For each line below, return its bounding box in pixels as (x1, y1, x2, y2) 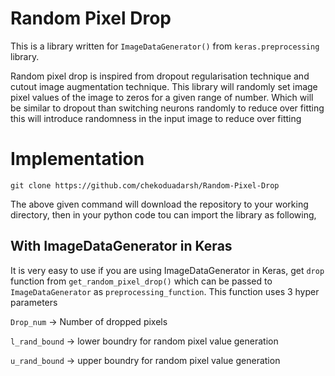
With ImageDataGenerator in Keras (10, 238, 233, 255)
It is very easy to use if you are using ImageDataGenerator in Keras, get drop (10, 264, 325, 276)
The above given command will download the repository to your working (10, 198, 309, 210)
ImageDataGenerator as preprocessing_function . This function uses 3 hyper (10, 285, 320, 297)
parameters (10, 296, 58, 308)
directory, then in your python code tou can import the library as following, (10, 208, 317, 221)
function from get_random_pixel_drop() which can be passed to (10, 275, 273, 287)
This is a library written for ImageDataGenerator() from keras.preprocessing (10, 40, 320, 52)
